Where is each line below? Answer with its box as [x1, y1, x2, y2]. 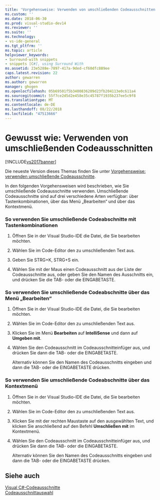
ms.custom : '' [5, 12, 34, 17]
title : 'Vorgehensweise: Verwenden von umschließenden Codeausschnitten [5, 7, 156, 12]
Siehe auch [5, 471, 40, 480]
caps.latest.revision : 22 [5, 71, 57, 76]
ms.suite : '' [5, 30, 32, 35]
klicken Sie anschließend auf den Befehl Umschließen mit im [12, 423, 135, 429]
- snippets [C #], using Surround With [5, 61, 84, 66]
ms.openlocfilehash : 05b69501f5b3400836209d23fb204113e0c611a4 [5, 89, 136, 94]
